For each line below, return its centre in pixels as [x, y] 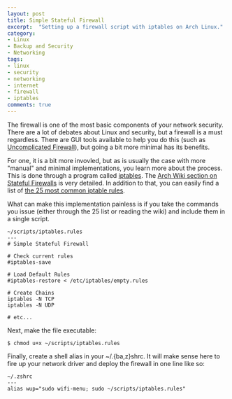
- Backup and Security [40, 46]
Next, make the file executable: [52, 330]
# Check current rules [40, 256]
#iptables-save [29, 262]
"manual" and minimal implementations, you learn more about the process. [115, 168]
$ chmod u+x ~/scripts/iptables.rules [64, 343]
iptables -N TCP [31, 299]
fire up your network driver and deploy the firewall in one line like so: [106, 363]
